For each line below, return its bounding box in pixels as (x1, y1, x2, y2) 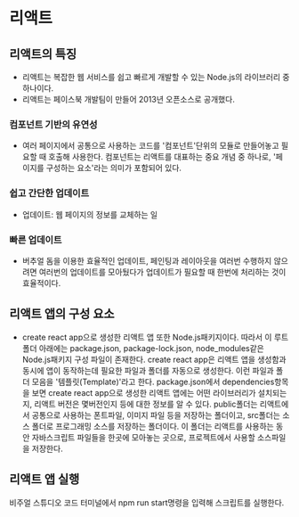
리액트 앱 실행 (9, 472, 80, 487)
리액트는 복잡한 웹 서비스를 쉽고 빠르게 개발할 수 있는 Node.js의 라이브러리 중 (21, 72, 290, 82)
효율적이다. (21, 277, 61, 288)
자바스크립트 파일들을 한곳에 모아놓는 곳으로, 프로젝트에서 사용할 (31, 431, 255, 442)
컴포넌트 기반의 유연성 (9, 118, 98, 130)
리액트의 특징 (9, 46, 77, 62)
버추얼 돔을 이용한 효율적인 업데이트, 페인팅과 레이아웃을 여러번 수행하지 (21, 255, 272, 266)
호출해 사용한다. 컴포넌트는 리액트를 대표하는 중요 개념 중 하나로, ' (48, 152, 276, 162)
